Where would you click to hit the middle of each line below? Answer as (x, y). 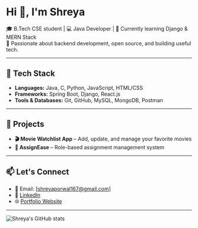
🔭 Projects (25, 124)
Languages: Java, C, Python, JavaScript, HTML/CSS (79, 88)
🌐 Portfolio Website (38, 202)
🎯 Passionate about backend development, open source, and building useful (99, 43)
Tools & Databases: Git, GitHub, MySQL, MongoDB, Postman (89, 100)
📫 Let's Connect (38, 172)
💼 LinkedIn (27, 195)
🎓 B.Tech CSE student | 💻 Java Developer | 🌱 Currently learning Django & (97, 28)
